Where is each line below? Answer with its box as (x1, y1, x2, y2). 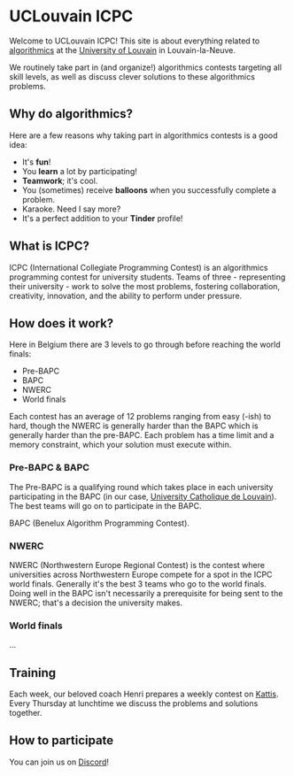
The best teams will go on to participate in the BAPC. (9, 500, 202, 511)
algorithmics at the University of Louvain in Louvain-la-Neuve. (9, 44, 236, 55)
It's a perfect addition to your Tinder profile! (21, 212, 183, 223)
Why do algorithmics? (9, 106, 134, 121)
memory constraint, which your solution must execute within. (9, 440, 232, 450)
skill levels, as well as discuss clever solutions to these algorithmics (9, 71, 255, 81)
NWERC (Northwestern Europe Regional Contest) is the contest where (9, 559, 266, 570)
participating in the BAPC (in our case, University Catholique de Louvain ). (9, 491, 277, 502)
